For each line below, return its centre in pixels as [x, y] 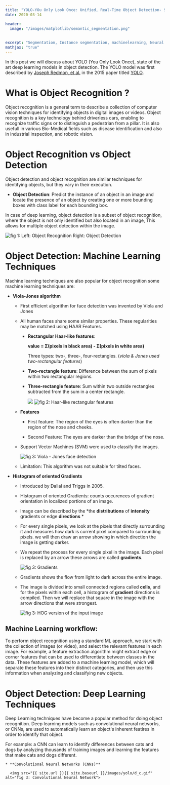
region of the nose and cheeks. [60, 427]
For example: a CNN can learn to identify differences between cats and [79, 744]
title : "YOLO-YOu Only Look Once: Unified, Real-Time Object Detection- [83, 10]
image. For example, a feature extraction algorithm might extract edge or [81, 652]
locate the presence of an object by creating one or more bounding [82, 200]
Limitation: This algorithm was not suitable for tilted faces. [80, 466]
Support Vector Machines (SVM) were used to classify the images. [90, 447]
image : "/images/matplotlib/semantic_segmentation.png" [70, 28]
